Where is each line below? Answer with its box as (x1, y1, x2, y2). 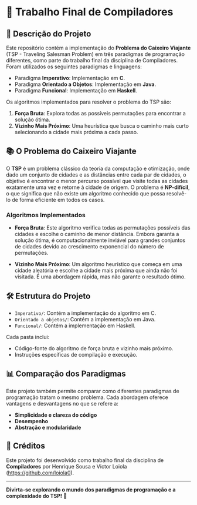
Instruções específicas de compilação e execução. (14, 351, 138, 358)
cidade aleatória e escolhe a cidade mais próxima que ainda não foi (14, 267, 178, 274)
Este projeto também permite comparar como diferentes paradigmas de (6, 387, 180, 394)
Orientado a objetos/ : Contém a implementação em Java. (14, 315, 156, 323)
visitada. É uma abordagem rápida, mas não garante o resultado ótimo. (14, 273, 186, 280)
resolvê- (166, 190, 187, 197)
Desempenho (14, 417, 49, 424)
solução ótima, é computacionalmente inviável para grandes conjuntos (14, 237, 186, 244)
